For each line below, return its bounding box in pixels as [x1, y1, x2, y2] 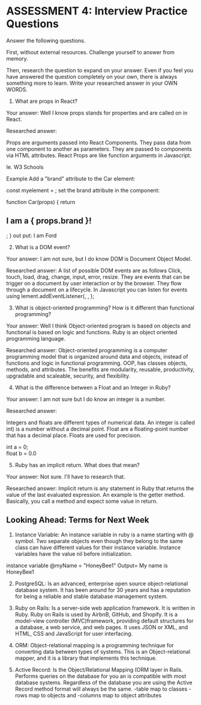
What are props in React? [14, 98, 78, 105]
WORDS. [6, 85, 28, 93]
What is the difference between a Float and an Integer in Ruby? [14, 384, 171, 391]
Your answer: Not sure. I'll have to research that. [6, 473, 126, 480]
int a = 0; [6, 443, 29, 450]
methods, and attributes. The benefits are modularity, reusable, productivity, [6, 365, 195, 373]
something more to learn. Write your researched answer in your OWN [6, 79, 178, 87]
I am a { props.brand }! [6, 216, 92, 226]
